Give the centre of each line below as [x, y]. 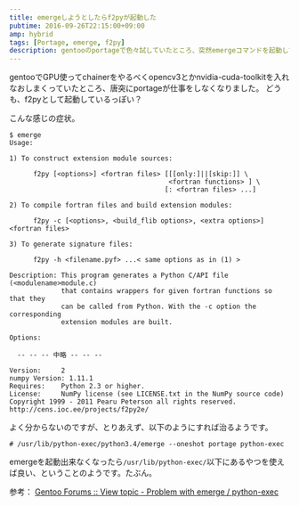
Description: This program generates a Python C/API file [119, 276]
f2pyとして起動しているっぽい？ [83, 100]
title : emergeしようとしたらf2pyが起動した [83, 17]
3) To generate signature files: [71, 245]
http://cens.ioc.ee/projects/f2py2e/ [79, 410]
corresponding [36, 314]
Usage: [21, 143]
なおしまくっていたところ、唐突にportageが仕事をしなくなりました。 [137, 88]
